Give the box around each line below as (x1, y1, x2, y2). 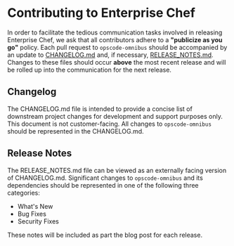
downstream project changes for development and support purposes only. (7, 112, 223, 120)
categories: (7, 188, 40, 197)
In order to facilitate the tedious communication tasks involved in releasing (7, 28, 223, 37)
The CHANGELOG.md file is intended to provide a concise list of (7, 104, 193, 113)
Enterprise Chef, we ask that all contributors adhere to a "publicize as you (7, 35, 223, 44)
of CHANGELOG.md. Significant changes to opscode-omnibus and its (7, 174, 204, 182)
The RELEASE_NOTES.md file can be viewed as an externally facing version (7, 166, 227, 174)
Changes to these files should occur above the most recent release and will (7, 58, 226, 66)
